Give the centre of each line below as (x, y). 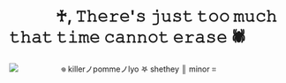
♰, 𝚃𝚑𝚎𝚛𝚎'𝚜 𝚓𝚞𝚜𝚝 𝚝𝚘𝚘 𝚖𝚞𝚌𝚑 (167, 16)
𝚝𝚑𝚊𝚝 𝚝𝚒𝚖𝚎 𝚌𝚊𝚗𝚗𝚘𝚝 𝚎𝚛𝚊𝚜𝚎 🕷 (128, 38)
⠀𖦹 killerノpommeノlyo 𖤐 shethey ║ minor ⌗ (136, 69)
